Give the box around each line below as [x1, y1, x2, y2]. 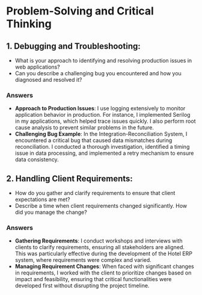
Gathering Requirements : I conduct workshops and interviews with [14, 237, 183, 244]
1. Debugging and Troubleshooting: [6, 41, 141, 51]
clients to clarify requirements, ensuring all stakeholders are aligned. [14, 244, 185, 251]
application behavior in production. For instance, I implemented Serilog [14, 111, 191, 119]
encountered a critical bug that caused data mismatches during [14, 137, 173, 144]
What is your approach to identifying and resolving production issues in [14, 57, 192, 64]
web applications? [14, 63, 60, 70]
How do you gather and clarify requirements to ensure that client [14, 190, 176, 197]
